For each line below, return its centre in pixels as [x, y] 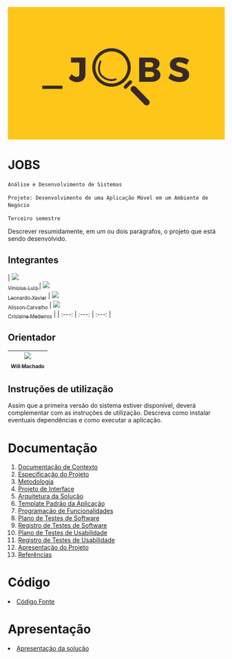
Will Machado [28, 367]
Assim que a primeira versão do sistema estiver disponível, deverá [102, 406]
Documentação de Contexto [58, 467]
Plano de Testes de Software [59, 518]
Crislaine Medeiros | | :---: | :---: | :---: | [60, 315]
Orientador [32, 337]
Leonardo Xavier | [29, 296]
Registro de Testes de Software [62, 526]
